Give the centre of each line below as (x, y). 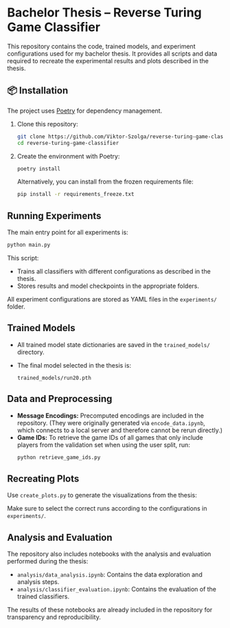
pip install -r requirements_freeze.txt (76, 194)
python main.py (29, 245)
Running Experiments (54, 215)
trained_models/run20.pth (54, 378)
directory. (31, 352)
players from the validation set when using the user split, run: (104, 445)
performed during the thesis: (48, 561)
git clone (31, 136)
